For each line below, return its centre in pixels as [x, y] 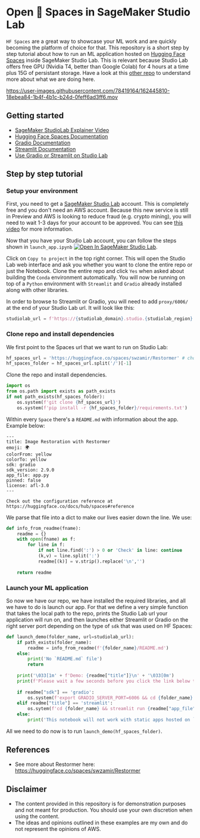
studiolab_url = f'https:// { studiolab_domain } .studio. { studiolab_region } [100, 319]
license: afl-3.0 [28, 485]
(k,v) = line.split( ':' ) [69, 556]
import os [18, 386]
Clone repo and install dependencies [60, 334]
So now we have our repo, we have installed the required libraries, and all [96, 601]
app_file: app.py [28, 475]
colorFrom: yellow [29, 454]
